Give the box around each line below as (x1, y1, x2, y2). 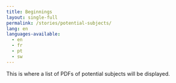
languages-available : (6, 31, 61, 37)
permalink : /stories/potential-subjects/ (6, 20, 112, 26)
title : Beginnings (6, 8, 52, 15)
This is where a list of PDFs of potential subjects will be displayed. (6, 70, 171, 77)
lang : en (6, 25, 28, 32)
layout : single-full (6, 14, 58, 20)
